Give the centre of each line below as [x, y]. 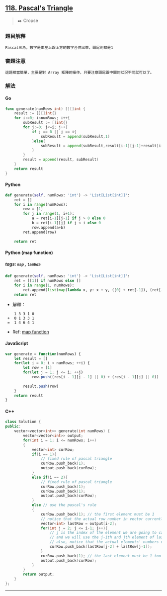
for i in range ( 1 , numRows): [44, 285]
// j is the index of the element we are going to [103, 533]
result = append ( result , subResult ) [61, 160]
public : [13, 426]
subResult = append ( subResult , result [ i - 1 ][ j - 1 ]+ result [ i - [102, 146]
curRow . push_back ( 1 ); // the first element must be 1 [97, 514]
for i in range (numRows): [41, 204]
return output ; [39, 574]
